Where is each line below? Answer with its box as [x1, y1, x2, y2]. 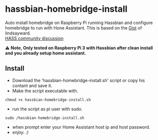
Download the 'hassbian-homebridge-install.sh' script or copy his [12, 77, 145, 83]
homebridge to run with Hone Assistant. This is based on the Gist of [5, 25, 142, 30]
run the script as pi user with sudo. [12, 106, 83, 112]
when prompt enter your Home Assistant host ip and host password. [12, 124, 151, 130]
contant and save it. [12, 83, 53, 88]
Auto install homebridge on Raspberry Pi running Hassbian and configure [5, 20, 153, 26]
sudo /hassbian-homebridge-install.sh [5, 115, 84, 120]
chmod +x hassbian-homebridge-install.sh [5, 97, 91, 102]
